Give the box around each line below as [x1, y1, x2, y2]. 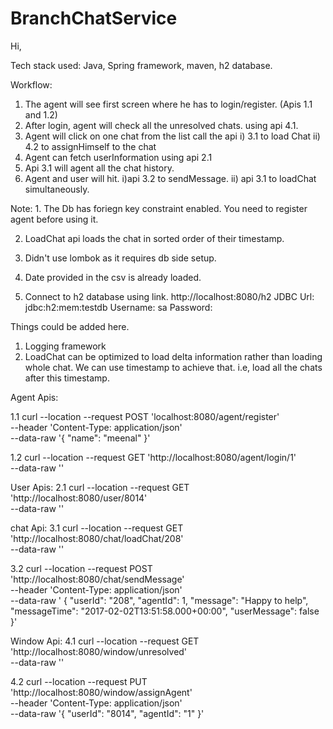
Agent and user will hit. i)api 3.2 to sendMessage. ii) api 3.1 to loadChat [24, 172, 317, 184]
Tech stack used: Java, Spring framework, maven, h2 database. [10, 59, 273, 71]
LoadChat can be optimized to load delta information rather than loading [24, 350, 323, 362]
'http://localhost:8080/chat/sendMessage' [10, 573, 185, 585]
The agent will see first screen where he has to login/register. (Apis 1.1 [24, 98, 313, 110]
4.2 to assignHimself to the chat [24, 140, 157, 152]
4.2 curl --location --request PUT [10, 675, 148, 687]
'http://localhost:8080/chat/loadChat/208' [10, 532, 184, 544]
